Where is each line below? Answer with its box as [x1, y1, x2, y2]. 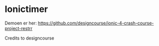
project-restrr [4, 25, 33, 31]
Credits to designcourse [4, 35, 54, 41]
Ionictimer [4, 3, 48, 15]
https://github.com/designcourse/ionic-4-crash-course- [37, 20, 154, 26]
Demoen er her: [4, 20, 37, 26]
